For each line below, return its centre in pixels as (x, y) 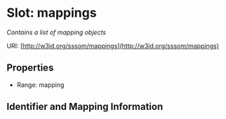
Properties (30, 68)
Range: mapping (40, 85)
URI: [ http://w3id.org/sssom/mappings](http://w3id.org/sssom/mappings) (113, 45)
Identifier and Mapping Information (85, 107)
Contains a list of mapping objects (56, 32)
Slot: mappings (52, 13)
